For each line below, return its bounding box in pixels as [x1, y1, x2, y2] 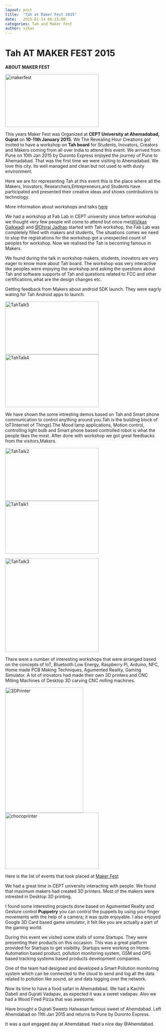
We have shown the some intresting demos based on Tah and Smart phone [5, 411, 160, 417]
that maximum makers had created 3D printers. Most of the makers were [5, 888, 155, 894]
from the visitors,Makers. [5, 438, 57, 444]
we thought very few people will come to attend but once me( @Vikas [5, 219, 147, 225]
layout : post [5, 7, 32, 13]
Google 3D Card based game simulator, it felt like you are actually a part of [5, 919, 159, 925]
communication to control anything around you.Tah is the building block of [5, 417, 158, 423]
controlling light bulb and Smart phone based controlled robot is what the [5, 427, 156, 433]
